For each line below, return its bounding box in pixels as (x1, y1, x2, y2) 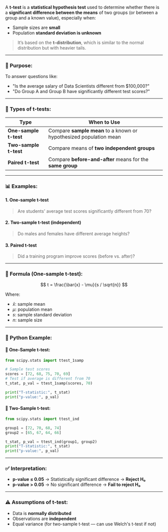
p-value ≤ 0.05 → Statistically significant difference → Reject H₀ (12, 476, 146, 482)
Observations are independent (12, 515, 76, 521)
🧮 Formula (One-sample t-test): (5, 270, 83, 277)
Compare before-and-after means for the (48, 156, 148, 163)
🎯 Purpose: (5, 62, 32, 69)
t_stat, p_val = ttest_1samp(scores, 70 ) (5, 381, 93, 386)
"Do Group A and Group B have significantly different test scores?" (12, 89, 150, 95)
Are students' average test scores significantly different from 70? (17, 208, 151, 214)
